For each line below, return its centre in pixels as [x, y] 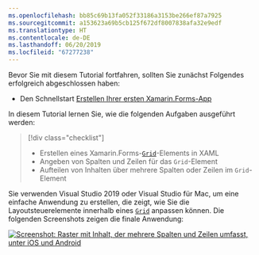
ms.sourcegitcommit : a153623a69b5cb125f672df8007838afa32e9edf [115, 23]
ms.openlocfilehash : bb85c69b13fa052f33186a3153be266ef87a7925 [115, 15]
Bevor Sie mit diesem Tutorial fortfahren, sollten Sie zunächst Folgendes [126, 75]
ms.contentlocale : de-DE [49, 38]
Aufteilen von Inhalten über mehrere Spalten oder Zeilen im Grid [144, 170]
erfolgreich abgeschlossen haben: [64, 83]
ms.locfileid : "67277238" [51, 52]
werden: [22, 122]
